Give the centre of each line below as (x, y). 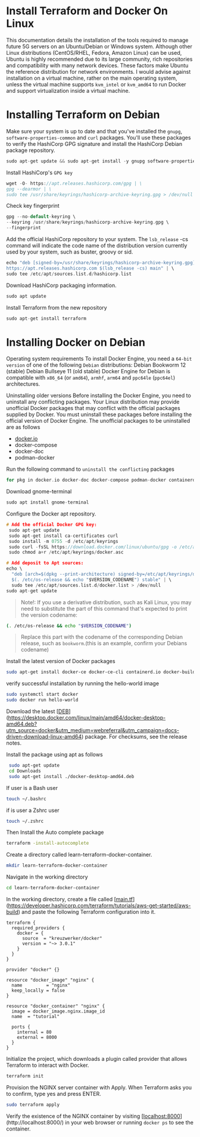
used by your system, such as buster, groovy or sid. (70, 252)
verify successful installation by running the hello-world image (83, 683)
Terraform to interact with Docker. (48, 1065)
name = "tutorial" (36, 1017)
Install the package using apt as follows (54, 755)
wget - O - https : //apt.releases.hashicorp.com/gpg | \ (74, 183)
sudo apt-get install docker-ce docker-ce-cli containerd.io (84, 672)
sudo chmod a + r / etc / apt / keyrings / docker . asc (66, 552)
